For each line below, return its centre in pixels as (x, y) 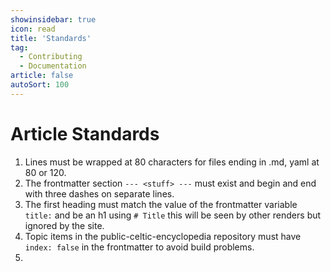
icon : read (33, 29)
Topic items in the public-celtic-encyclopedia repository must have (163, 236)
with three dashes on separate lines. (99, 193)
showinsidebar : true (53, 19)
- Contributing (51, 57)
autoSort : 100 (40, 85)
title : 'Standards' (51, 38)
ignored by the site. (64, 225)
